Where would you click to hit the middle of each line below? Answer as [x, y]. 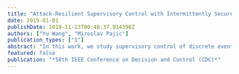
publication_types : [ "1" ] [46, 40]
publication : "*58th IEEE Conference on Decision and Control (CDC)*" [114, 60]
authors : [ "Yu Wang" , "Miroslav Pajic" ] [68, 33]
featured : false [31, 54]
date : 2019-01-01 [33, 20]
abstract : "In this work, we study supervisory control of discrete [111, 47]
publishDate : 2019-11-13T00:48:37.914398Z [71, 27]
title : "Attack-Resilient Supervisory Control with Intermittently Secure [121, 14]
